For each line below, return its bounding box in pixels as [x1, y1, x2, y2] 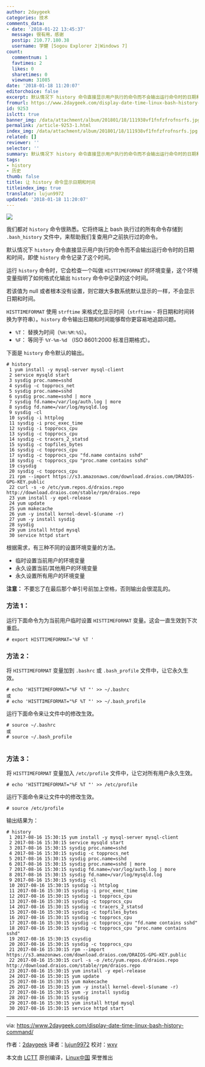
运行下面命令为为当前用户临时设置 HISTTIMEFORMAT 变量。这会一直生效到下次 [6, 616, 198, 624]
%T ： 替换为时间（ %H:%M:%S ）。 [15, 328, 90, 336]
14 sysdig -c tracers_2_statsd [9, 436, 88, 442]
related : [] [6, 134, 37, 140]
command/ [6, 1029, 34, 1036]
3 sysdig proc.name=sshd [9, 377, 72, 384]
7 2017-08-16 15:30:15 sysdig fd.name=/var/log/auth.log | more [9, 867, 176, 873]
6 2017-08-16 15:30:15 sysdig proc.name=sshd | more [9, 861, 146, 867]
